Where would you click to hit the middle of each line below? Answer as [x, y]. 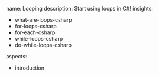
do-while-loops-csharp [43, 45]
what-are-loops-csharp [43, 20]
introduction [29, 68]
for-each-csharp [35, 32]
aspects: [17, 56]
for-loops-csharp [36, 26]
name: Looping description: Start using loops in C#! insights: [80, 9]
